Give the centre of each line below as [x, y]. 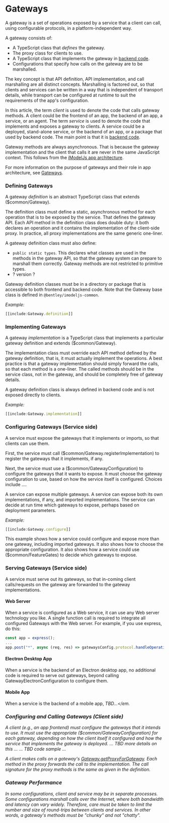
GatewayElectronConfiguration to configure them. [57, 681]
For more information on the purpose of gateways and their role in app [78, 167]
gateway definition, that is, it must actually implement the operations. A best [84, 358]
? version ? [24, 274]
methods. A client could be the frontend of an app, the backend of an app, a [84, 115]
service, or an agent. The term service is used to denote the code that [78, 121]
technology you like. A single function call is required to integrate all [75, 618]
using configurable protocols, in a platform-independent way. [69, 28]
